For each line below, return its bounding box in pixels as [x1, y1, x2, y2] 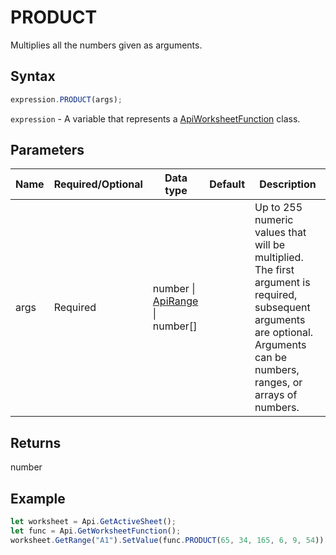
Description [259, 177, 317, 191]
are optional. [254, 326, 314, 340]
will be [254, 238, 286, 252]
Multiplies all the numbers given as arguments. [10, 39, 203, 51]
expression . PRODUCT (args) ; [10, 94, 123, 105]
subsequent [254, 301, 311, 315]
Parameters [10, 142, 85, 159]
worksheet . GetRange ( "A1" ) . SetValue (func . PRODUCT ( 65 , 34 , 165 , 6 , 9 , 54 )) [10, 535, 325, 545]
